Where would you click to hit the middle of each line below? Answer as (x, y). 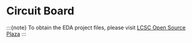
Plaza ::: (16, 33)
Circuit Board (40, 11)
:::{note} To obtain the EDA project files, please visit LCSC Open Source (96, 27)
